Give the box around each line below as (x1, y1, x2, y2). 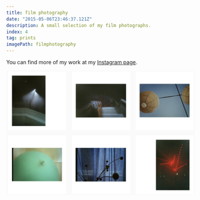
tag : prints (6, 35, 36, 41)
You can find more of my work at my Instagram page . (6, 59, 138, 65)
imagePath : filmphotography (6, 41, 77, 47)
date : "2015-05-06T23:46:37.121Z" (6, 16, 93, 22)
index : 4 (6, 29, 28, 35)
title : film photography (6, 10, 68, 16)
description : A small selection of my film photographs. (6, 22, 151, 28)
